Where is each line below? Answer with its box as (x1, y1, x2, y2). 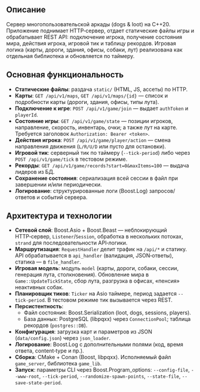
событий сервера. (41, 194, 88, 201)
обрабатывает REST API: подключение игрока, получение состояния (6, 33, 183, 41)
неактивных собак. (14, 284, 64, 291)
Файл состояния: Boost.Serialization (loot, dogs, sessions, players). (23, 309, 191, 316)
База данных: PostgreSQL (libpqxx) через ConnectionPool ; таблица (23, 316, 191, 323)
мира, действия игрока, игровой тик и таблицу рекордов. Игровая (6, 39, 176, 47)
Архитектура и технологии (6, 211, 112, 221)
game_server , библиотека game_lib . (14, 360, 102, 367)
